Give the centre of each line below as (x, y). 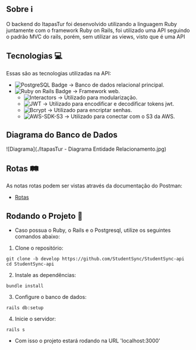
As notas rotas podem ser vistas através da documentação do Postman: (94, 186)
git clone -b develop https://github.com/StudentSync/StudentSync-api (95, 259)
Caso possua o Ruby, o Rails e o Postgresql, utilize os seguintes (93, 230)
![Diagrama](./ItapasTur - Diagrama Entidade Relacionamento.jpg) (86, 149)
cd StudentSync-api (30, 264)
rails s (16, 330)
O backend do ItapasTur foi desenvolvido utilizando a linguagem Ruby (91, 24)
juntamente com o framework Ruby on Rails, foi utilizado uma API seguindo (98, 30)
